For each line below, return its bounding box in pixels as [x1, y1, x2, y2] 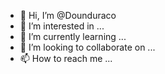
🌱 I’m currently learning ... [19, 31, 127, 42]
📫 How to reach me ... [19, 53, 113, 64]
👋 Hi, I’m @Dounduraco [19, 10, 117, 21]
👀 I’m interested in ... [19, 20, 105, 32]
